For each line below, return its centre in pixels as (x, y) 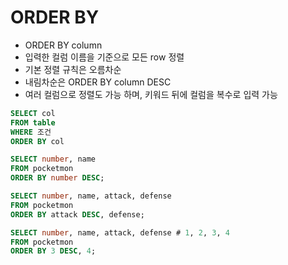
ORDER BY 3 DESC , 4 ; (53, 251)
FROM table (33, 122)
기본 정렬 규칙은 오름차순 (73, 69)
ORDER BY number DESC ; (57, 178)
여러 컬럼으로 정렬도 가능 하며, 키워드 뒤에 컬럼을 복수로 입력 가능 (151, 94)
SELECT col (33, 113)
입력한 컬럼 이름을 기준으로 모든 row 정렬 (104, 57)
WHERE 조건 (31, 132)
